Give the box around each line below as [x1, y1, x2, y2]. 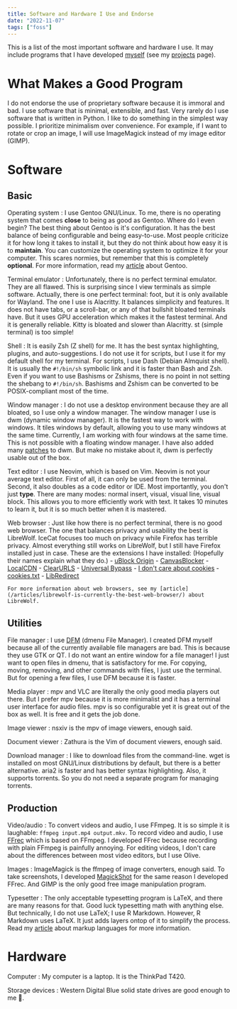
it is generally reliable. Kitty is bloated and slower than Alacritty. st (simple [7, 320, 224, 329]
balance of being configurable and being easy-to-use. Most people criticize [7, 231, 228, 240]
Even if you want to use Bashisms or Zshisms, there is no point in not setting [7, 372, 231, 381]
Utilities [7, 617, 43, 629]
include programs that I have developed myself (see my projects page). [7, 50, 216, 59]
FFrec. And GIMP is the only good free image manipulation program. [7, 880, 207, 888]
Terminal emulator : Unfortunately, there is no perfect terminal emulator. [7, 275, 217, 284]
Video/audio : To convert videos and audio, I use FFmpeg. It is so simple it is [7, 821, 230, 829]
